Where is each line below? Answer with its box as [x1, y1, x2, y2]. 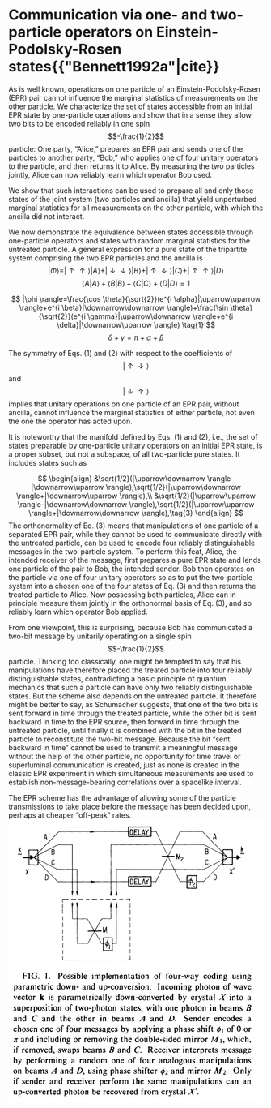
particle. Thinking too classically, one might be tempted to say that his [8, 656, 242, 666]
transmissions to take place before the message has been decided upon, [8, 801, 252, 811]
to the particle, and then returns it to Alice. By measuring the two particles [8, 161, 255, 171]
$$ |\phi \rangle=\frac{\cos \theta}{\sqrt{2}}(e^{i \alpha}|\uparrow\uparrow [11, 294, 261, 303]
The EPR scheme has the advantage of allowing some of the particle [8, 792, 237, 802]
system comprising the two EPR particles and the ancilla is [8, 253, 204, 263]
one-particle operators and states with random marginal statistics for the [8, 235, 251, 245]
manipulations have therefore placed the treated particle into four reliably [8, 665, 252, 675]
